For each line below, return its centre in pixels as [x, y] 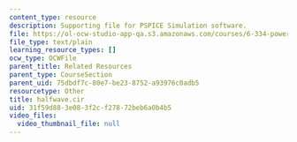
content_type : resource [53, 17]
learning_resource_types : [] [63, 50]
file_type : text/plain [51, 42]
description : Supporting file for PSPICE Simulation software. [128, 26]
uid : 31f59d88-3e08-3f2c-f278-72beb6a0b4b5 [91, 108]
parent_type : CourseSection [61, 75]
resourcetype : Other [47, 91]
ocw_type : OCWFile [43, 58]
